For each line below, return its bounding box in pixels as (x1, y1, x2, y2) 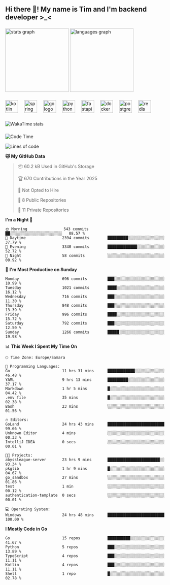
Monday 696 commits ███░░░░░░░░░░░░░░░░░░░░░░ (5, 276, 165, 282)
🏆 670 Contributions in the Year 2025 (17, 176, 98, 182)
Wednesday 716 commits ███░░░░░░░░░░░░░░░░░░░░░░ (5, 294, 165, 300)
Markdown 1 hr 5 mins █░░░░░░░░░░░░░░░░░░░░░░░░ (5, 386, 165, 392)
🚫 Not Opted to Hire (17, 187, 59, 193)
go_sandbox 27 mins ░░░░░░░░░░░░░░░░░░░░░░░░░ (5, 475, 165, 480)
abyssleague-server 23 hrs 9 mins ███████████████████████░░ (5, 458, 165, 463)
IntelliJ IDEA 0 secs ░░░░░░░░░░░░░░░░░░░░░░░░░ (5, 440, 165, 445)
